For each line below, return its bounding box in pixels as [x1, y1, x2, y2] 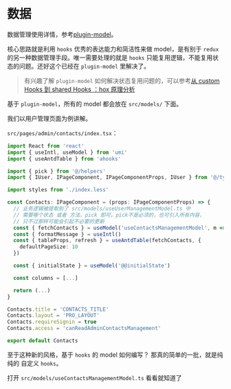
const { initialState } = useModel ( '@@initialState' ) [13, 262, 170, 270]
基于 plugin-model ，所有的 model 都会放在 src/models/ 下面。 [7, 99, 183, 108]
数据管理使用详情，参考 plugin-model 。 [7, 30, 118, 38]
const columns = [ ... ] [13, 274, 78, 281]
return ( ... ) [13, 287, 51, 294]
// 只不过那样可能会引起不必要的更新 [13, 217, 105, 225]
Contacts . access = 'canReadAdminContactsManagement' [7, 325, 162, 332]
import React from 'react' [7, 142, 85, 150]
